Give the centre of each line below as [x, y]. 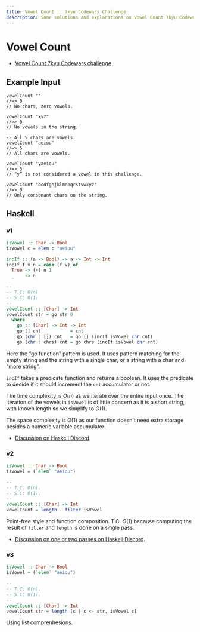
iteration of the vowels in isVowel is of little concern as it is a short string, [96, 402]
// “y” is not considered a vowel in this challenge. [74, 174]
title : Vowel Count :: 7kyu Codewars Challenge [66, 12]
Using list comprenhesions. [40, 622]
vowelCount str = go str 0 [40, 314]
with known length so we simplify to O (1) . [57, 408]
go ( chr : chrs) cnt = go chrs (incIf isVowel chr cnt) [88, 342]
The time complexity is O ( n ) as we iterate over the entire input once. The [95, 395]
